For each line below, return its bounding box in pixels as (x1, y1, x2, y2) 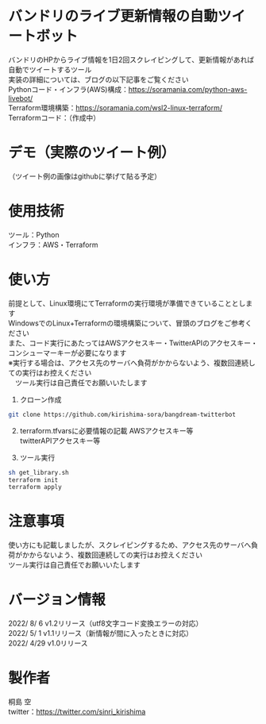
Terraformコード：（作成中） (8, 113, 101, 122)
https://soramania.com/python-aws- (128, 84, 248, 94)
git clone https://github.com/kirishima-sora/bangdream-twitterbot (8, 410, 237, 418)
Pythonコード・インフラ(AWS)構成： (8, 84, 129, 94)
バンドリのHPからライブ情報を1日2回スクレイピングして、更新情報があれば (8, 55, 255, 64)
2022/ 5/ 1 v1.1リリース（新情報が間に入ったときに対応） (8, 629, 193, 638)
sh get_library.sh (8, 468, 69, 476)
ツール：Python (8, 229, 60, 239)
